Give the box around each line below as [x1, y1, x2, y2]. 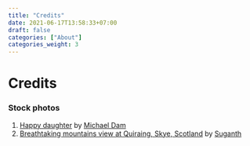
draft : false [8, 26, 51, 34]
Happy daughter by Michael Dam [19, 120, 127, 130]
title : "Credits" [8, 11, 65, 20]
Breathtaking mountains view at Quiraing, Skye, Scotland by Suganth [19, 129, 242, 138]
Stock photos [8, 103, 60, 114]
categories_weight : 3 [8, 41, 79, 49]
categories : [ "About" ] [8, 33, 82, 42]
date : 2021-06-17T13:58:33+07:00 [8, 19, 118, 27]
